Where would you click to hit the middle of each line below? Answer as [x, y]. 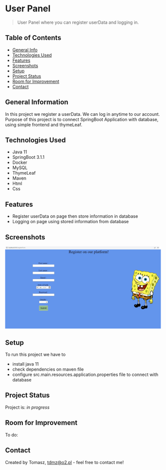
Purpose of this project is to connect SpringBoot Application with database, [82, 119]
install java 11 [25, 364]
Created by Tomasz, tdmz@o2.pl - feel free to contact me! [64, 462]
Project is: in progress [27, 407]
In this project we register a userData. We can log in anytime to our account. [83, 114]
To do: [12, 435]
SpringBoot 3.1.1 [28, 157]
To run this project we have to [35, 355]
